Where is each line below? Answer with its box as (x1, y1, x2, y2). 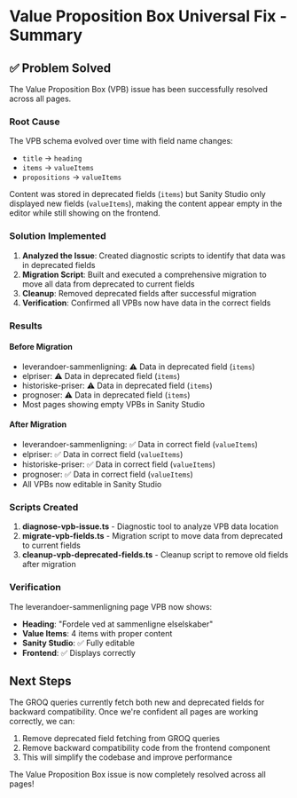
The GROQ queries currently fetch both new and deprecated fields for (9, 697, 265, 707)
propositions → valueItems (21, 171, 122, 183)
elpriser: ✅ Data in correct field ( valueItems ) (21, 448, 184, 459)
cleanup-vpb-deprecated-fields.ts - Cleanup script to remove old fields (21, 549, 289, 560)
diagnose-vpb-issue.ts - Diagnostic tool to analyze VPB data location (21, 521, 279, 532)
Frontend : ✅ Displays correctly (21, 647, 136, 658)
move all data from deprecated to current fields (21, 278, 195, 289)
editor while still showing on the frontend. (9, 208, 161, 218)
